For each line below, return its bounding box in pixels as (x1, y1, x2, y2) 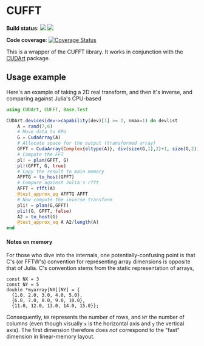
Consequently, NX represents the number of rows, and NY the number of (6, 314, 185, 321)
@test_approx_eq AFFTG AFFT (17, 191, 88, 197)
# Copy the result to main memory (17, 168, 104, 175)
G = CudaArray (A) (17, 134, 61, 140)
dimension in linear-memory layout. (6, 333, 95, 341)
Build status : (6, 24, 39, 32)
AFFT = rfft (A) (17, 185, 56, 192)
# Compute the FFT (17, 151, 64, 157)
